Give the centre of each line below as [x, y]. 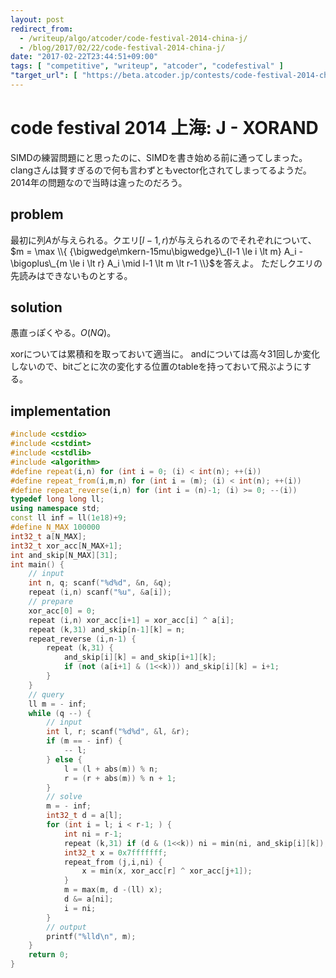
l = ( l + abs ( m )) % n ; [111, 769]
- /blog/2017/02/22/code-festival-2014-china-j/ [122, 47]
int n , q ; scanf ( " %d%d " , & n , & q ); [100, 583]
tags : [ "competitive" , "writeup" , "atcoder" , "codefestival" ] [147, 66]
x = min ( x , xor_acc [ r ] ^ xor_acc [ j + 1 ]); [167, 871]
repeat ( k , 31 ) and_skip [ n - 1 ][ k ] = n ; [107, 629]
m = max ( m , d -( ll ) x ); [113, 890]
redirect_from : [42, 29]
